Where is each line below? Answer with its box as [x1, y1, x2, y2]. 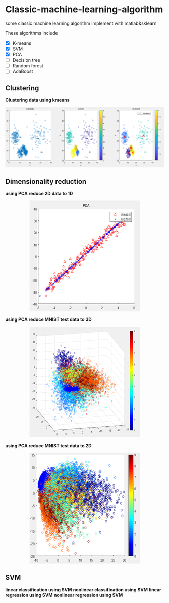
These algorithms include [5, 30, 58, 36]
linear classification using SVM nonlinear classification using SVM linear [5, 586, 161, 593]
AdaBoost [12, 68, 33, 74]
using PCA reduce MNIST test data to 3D [5, 316, 92, 323]
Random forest [12, 63, 44, 69]
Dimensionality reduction [5, 177, 87, 186]
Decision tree [12, 57, 40, 63]
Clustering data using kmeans [5, 97, 70, 103]
